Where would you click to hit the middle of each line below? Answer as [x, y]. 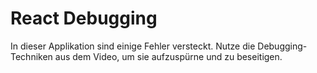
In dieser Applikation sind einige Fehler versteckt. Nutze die [133, 46]
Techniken [31, 56]
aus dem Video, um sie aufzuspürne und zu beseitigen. [168, 56]
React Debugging [84, 18]
